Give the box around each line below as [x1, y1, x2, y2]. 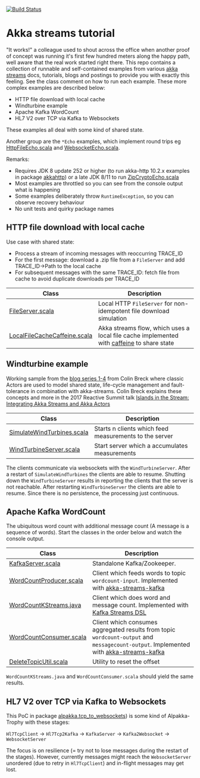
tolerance [6, 387, 30, 394]
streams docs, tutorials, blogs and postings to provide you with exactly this [6, 71, 190, 79]
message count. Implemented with [92, 601, 189, 609]
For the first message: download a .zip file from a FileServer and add [14, 256, 185, 263]
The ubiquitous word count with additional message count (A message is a [6, 522, 189, 530]
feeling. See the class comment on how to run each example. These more [6, 77, 187, 85]
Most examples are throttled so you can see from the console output [14, 179, 183, 187]
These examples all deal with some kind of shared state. [6, 126, 144, 133]
